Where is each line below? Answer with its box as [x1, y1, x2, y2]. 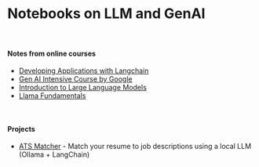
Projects [7, 124, 36, 133]
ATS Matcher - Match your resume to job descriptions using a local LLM [18, 142, 252, 151]
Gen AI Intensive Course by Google [18, 74, 133, 84]
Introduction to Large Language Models [18, 83, 147, 93]
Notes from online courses [7, 49, 96, 58]
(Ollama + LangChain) [18, 150, 90, 159]
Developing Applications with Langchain [18, 66, 149, 75]
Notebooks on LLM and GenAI [7, 5, 206, 23]
